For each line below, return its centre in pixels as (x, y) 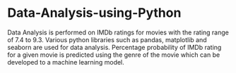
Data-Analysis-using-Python (94, 13)
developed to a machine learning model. (66, 62)
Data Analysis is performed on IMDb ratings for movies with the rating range (118, 32)
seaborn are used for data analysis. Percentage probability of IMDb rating (114, 47)
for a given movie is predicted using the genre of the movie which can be (114, 55)
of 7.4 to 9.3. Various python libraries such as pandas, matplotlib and (107, 39)
